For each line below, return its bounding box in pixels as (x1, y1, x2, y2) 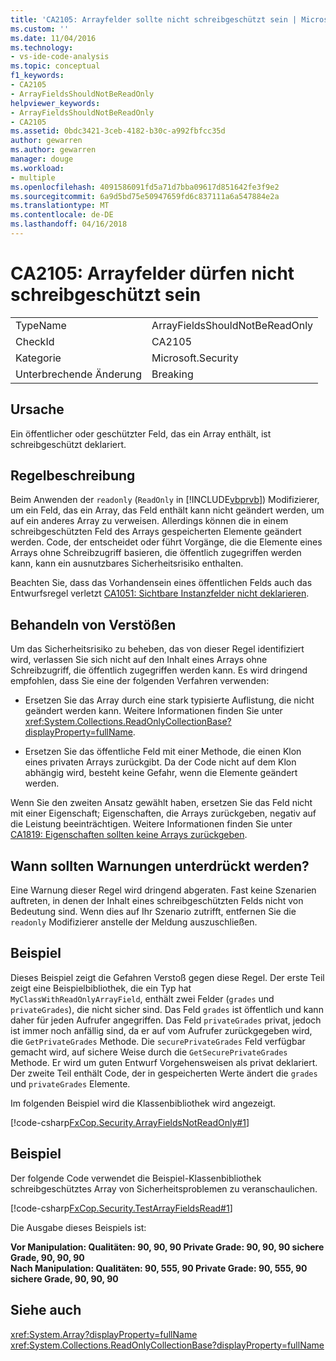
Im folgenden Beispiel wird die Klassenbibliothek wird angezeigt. (10, 1097, 277, 1109)
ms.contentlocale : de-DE (10, 210, 114, 220)
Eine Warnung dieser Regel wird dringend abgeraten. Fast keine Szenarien (10, 884, 317, 896)
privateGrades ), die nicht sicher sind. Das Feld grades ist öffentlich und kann (10, 1003, 324, 1015)
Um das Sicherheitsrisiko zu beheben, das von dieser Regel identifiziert (10, 643, 305, 655)
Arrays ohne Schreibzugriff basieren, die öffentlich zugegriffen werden (10, 547, 302, 559)
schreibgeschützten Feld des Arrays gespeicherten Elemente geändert (10, 526, 302, 538)
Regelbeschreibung (10, 467, 136, 485)
